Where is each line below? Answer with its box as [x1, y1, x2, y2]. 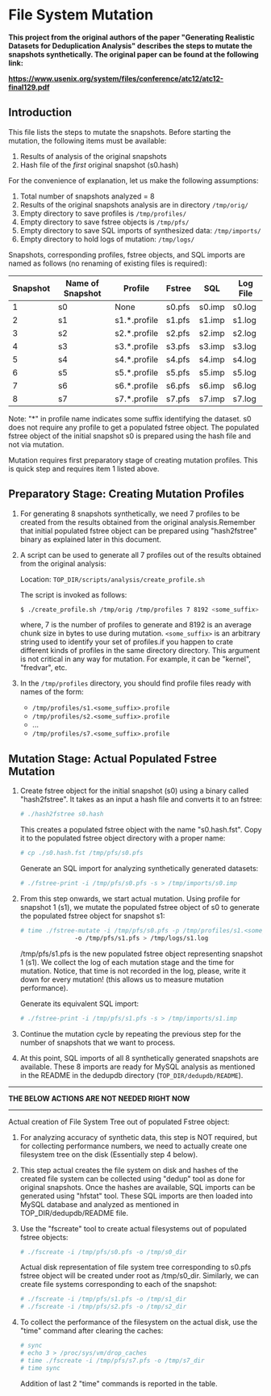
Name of [65, 277, 99, 288]
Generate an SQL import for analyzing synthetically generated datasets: [19, 864, 259, 873]
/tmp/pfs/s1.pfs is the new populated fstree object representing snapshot [19, 949, 263, 958]
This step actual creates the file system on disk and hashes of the [19, 1165, 239, 1175]
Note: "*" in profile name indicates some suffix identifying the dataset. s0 [8, 413, 252, 423]
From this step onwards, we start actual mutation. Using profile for [19, 894, 240, 903]
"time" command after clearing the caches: [19, 1326, 164, 1335]
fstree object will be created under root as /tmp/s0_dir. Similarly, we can [19, 1271, 260, 1281]
